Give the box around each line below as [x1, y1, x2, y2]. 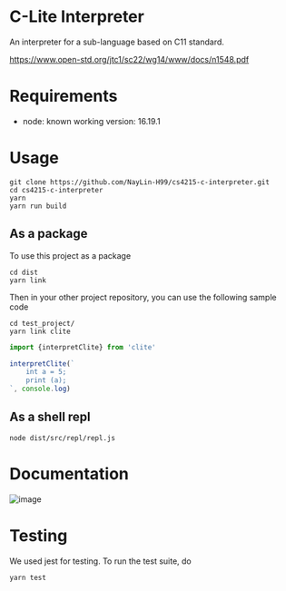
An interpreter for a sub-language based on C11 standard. [9, 36, 225, 47]
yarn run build [9, 202, 67, 211]
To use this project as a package [9, 250, 132, 261]
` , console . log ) [9, 384, 71, 394]
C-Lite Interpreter [9, 6, 145, 27]
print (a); [25, 376, 67, 385]
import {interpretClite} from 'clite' [9, 342, 156, 351]
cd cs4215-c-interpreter [9, 185, 104, 194]
